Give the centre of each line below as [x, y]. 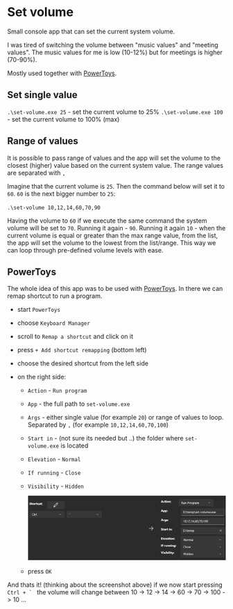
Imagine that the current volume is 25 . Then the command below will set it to [116, 186]
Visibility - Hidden [56, 486]
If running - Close [54, 473]
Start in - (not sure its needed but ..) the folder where [105, 438]
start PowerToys [39, 310]
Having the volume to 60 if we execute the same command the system [107, 221]
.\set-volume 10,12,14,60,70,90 [54, 207]
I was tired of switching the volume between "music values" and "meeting [113, 45]
